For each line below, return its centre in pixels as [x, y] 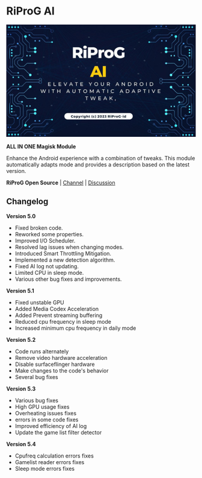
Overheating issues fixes [46, 413]
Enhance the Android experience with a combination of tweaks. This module [101, 158]
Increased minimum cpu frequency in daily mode [75, 328]
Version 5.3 [21, 388]
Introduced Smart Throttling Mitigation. [63, 253]
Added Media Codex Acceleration [57, 309]
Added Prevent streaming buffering [59, 315]
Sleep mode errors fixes [45, 468]
